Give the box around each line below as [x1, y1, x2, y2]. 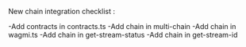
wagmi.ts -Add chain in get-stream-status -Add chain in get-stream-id [8, 31, 238, 39]
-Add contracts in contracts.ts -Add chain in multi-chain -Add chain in [8, 22, 236, 31]
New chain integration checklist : [8, 7, 115, 16]
